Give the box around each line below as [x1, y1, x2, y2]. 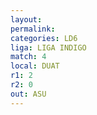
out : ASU [10, 89, 47, 99]
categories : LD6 [10, 33, 78, 43]
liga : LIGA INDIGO [10, 42, 87, 53]
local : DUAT [10, 61, 60, 71]
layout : [10, 14, 43, 25]
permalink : [10, 24, 56, 34]
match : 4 [10, 52, 47, 62]
